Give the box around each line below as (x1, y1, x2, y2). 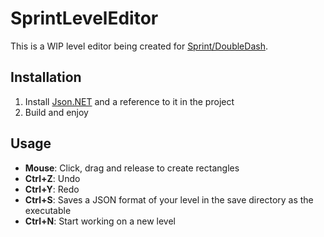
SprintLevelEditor (10, 7, 159, 30)
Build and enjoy (24, 106, 89, 118)
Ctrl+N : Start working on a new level (24, 215, 177, 227)
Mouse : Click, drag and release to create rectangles (24, 162, 240, 174)
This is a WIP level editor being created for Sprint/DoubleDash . (10, 40, 268, 52)
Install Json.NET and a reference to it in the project (24, 95, 235, 107)
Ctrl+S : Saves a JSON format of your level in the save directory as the (24, 193, 314, 206)
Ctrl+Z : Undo (24, 172, 81, 184)
